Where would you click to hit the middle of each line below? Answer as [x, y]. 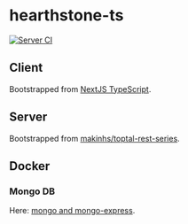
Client [26, 68]
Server [28, 117]
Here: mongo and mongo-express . [72, 211]
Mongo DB [32, 191]
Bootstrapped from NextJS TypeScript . [80, 89]
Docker [30, 166]
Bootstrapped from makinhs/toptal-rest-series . [94, 138]
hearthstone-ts [67, 15]
